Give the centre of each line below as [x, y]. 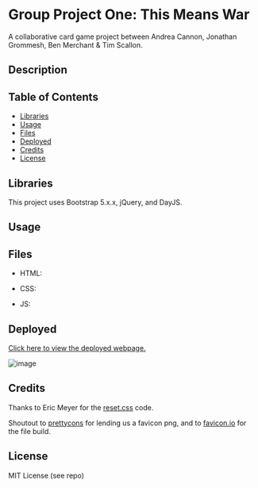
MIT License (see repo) [46, 475]
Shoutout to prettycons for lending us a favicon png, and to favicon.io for [127, 423]
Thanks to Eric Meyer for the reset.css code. [81, 407]
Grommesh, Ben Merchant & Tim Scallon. [75, 44]
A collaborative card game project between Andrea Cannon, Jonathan [123, 37]
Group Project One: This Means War [129, 15]
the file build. [30, 431]
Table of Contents [54, 97]
